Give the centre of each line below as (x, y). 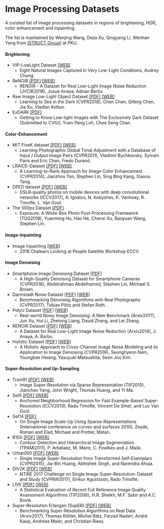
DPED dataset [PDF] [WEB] (40, 187)
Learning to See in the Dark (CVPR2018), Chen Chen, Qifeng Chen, (87, 102)
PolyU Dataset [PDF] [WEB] (40, 310)
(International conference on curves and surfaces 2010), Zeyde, (84, 427)
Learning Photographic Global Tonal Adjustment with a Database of (88, 150)
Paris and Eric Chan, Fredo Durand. (55, 161)
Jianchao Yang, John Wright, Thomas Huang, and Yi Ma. (77, 390)
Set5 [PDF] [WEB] (30, 395)
